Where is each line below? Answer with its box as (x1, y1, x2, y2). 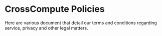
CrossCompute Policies (5, 3, 105, 15)
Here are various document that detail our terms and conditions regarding (5, 20, 157, 26)
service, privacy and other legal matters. (5, 25, 88, 31)
